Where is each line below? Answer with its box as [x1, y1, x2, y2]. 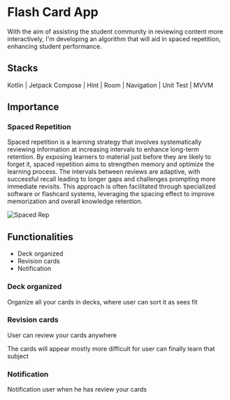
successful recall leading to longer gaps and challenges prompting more [7, 175, 216, 184]
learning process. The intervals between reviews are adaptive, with [7, 168, 201, 176]
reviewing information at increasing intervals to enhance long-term [7, 145, 199, 154]
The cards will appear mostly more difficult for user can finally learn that [7, 344, 215, 353]
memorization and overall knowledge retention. [7, 197, 143, 206]
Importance [7, 101, 59, 113]
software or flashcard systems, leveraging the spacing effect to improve [7, 190, 215, 198]
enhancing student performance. [7, 42, 103, 50]
